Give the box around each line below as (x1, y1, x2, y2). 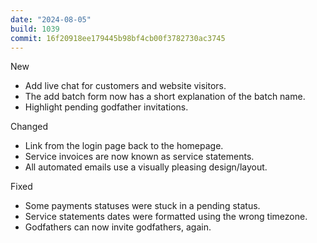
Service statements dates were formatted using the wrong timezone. (24, 211, 308, 223)
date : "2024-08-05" (10, 14, 92, 25)
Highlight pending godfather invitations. (24, 101, 189, 113)
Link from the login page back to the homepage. (24, 140, 224, 152)
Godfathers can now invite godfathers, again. (24, 221, 212, 233)
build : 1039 (10, 24, 60, 34)
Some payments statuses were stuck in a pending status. (24, 200, 261, 212)
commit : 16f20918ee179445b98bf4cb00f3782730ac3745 (10, 33, 226, 43)
